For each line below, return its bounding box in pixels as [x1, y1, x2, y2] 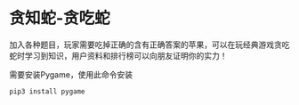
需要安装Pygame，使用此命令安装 [9, 69, 133, 80]
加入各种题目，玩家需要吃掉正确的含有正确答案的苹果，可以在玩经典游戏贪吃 [9, 39, 290, 50]
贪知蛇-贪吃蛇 [9, 8, 111, 28]
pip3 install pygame [9, 86, 86, 96]
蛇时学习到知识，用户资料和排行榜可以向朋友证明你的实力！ [9, 50, 228, 61]
